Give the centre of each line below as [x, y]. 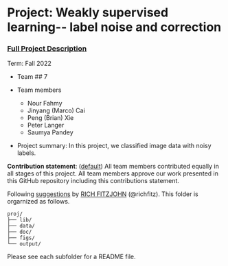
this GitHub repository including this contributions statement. [93, 181]
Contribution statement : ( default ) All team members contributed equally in [113, 167]
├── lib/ [20, 220]
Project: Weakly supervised [88, 13]
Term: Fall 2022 [29, 64]
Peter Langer [46, 125]
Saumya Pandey [50, 132]
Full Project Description [47, 49]
